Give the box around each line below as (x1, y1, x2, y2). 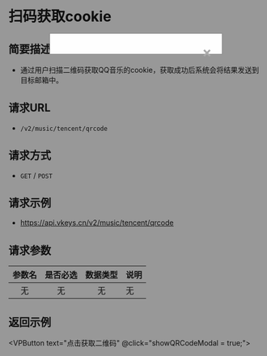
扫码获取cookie (8, 7, 112, 26)
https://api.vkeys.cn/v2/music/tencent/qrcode (19, 218, 174, 227)
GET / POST (19, 171, 53, 180)
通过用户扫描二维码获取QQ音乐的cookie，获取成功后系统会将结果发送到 (19, 66, 260, 74)
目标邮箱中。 (19, 75, 63, 85)
